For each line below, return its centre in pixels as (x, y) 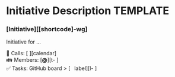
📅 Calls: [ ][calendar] (31, 53)
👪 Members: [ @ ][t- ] (32, 60)
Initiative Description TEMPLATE (88, 11)
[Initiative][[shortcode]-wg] (47, 29)
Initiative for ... (24, 42)
